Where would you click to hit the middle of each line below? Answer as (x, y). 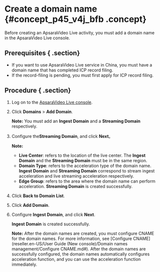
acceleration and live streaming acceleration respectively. (76, 176)
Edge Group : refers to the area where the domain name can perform (87, 181)
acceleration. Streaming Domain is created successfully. (76, 186)
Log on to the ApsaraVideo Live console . (52, 102)
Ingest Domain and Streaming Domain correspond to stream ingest (87, 170)
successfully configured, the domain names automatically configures (80, 254)
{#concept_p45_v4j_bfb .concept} (76, 19)
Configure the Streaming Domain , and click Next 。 (62, 136)
